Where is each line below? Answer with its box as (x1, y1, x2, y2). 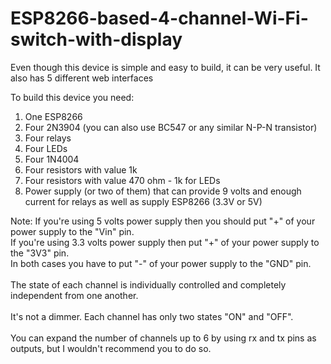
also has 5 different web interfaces (10, 72, 154, 84)
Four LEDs (24, 142, 68, 154)
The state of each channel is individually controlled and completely (10, 278, 287, 291)
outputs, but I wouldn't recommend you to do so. (10, 342, 212, 354)
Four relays (24, 132, 72, 144)
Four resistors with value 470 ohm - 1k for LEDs (24, 174, 221, 186)
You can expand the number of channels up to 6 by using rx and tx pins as (10, 332, 317, 344)
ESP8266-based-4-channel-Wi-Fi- (10, 7, 309, 30)
